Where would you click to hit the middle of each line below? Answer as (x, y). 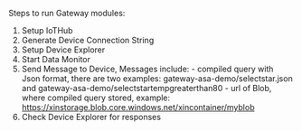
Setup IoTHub (47, 30)
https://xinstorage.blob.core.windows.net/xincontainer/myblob (138, 107)
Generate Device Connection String (88, 40)
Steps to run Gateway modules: (67, 13)
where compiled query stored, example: (96, 98)
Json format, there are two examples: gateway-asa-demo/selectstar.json (157, 79)
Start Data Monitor (56, 59)
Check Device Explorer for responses (91, 117)
